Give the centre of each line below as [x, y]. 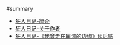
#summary [20, 9]
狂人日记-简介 [32, 21]
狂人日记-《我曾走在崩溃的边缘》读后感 [64, 36]
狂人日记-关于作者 [38, 28]
